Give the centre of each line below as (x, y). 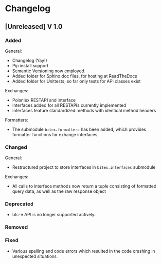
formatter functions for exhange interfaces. (55, 134)
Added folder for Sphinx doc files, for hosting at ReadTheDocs (75, 76)
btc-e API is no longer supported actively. (54, 215)
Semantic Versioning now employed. (49, 71)
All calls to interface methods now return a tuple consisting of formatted (84, 186)
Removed (17, 227)
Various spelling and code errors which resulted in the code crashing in (84, 251)
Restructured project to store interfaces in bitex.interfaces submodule (84, 167)
